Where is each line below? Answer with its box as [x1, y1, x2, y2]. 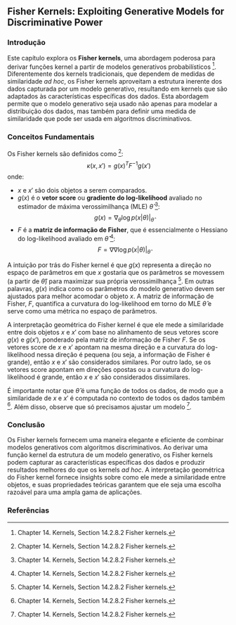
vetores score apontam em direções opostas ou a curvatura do [7, 365, 190, 373]
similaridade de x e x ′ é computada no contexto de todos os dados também [7, 394, 225, 402]
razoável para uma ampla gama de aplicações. [7, 488, 143, 496]
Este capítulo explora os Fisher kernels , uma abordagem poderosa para [7, 53, 216, 62]
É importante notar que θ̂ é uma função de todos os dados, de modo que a [7, 386, 223, 394]
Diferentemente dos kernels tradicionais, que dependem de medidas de [7, 70, 215, 78]
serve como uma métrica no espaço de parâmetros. [7, 307, 158, 315]
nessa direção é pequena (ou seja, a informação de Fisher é [36, 350, 211, 359]
